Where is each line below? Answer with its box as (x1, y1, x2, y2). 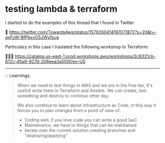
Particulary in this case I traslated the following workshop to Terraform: (5, 44, 149, 49)
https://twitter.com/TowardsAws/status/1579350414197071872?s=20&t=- (9, 29, 157, 35)
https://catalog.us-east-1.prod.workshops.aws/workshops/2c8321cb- (14, 53, 156, 59)
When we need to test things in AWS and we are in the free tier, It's (17, 82, 153, 88)
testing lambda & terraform (5, 3, 118, 15)
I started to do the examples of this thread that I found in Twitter (5, 20, 134, 25)
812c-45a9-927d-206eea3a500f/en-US (5, 58, 86, 64)
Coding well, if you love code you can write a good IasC (24, 117, 137, 123)
